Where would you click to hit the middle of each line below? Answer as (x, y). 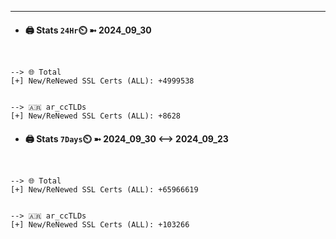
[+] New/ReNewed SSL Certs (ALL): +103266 (100, 225)
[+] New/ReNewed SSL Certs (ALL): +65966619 (104, 190)
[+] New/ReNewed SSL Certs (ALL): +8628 (96, 116)
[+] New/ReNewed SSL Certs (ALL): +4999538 (102, 81)
